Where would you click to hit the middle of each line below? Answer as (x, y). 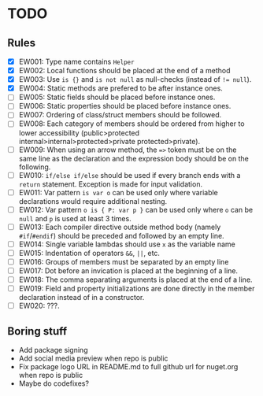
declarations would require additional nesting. (93, 201)
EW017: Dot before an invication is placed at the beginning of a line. (128, 271)
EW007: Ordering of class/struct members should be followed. (120, 115)
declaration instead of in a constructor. (81, 298)
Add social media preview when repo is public (93, 358)
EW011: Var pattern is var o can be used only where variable (118, 192)
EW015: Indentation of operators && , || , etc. (89, 253)
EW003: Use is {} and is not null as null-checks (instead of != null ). (135, 80)
